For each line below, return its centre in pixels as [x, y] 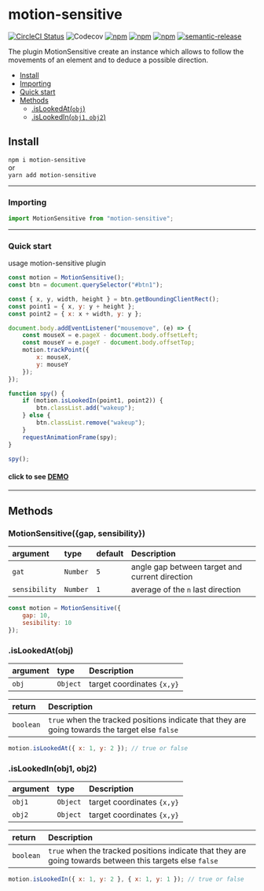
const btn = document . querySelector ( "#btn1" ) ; [86, 285]
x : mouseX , [54, 357]
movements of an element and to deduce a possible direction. [108, 60]
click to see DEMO [38, 477]
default [110, 554]
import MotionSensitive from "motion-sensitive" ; [91, 219]
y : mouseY [52, 364]
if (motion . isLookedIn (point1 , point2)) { [93, 401]
